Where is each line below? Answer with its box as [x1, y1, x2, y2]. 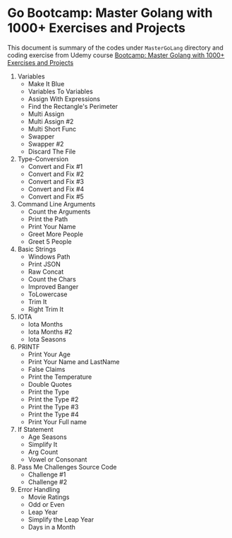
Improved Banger [28, 282, 79, 291]
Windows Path [28, 252, 71, 261]
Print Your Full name [28, 417, 87, 426]
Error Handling [17, 485, 61, 493]
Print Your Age [28, 350, 71, 358]
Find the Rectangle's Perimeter [28, 102, 118, 110]
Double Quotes [28, 380, 72, 388]
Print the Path [28, 214, 68, 223]
